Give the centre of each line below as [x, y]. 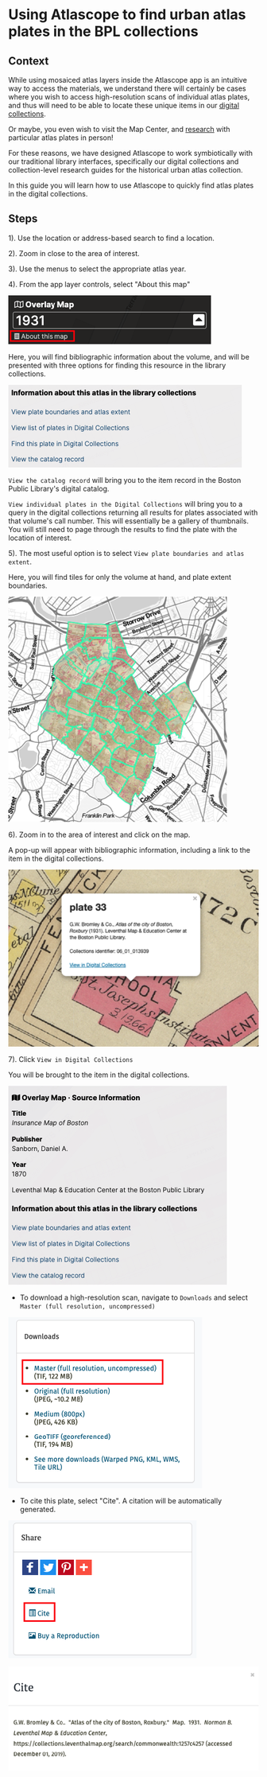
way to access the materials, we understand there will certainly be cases [127, 88]
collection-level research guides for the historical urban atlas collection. [126, 170]
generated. [38, 1510]
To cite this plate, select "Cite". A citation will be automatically [121, 1501]
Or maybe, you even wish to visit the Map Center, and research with [119, 129]
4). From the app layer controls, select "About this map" [99, 284]
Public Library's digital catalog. [59, 488]
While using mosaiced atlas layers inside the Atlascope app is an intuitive [128, 80]
